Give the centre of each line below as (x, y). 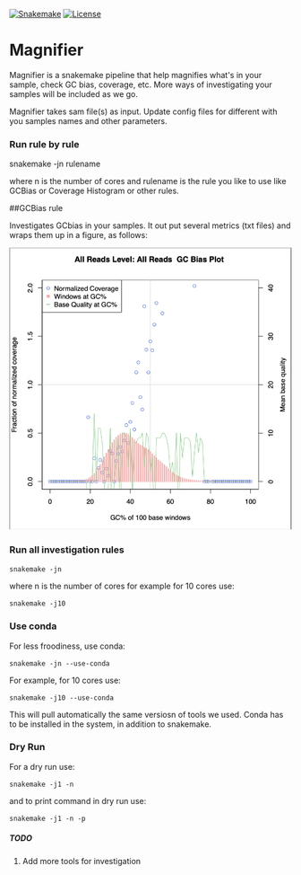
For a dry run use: (42, 766)
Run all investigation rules (67, 550)
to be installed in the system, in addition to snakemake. (111, 724)
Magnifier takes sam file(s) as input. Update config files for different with (143, 111)
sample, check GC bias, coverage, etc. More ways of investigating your (141, 84)
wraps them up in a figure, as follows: (78, 235)
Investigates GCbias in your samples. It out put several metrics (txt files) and (150, 225)
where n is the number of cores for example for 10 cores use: (122, 586)
